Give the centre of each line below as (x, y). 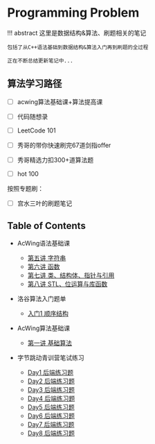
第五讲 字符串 (47, 258)
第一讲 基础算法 (50, 343)
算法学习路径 (35, 84)
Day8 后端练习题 (51, 433)
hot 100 (28, 174)
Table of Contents (47, 226)
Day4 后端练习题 (51, 398)
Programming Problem (73, 13)
